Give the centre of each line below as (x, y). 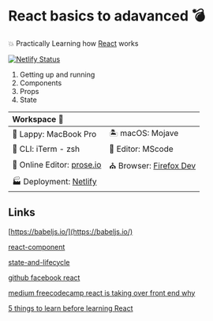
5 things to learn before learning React (71, 308)
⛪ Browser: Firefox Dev (153, 165)
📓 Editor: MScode (141, 149)
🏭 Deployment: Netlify (54, 181)
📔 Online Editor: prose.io (57, 165)
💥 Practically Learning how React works (73, 43)
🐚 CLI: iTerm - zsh (46, 149)
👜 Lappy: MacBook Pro (54, 134)
